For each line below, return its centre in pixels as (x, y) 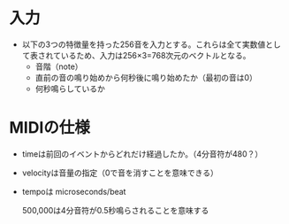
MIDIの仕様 (50, 128)
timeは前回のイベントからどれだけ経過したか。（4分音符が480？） (142, 154)
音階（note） (59, 66)
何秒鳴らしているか (70, 89)
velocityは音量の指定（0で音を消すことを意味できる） (120, 173)
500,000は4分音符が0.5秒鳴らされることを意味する (115, 210)
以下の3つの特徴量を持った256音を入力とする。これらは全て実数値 (144, 44)
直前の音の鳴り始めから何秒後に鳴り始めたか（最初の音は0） (146, 77)
